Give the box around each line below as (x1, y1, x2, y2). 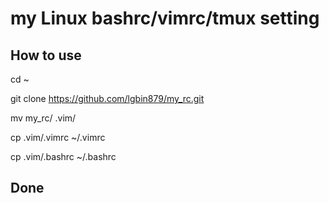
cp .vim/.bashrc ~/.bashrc (10, 151, 117, 162)
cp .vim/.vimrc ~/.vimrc (10, 132, 106, 143)
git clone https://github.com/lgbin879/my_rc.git (10, 93, 205, 104)
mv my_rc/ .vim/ (10, 112, 77, 124)
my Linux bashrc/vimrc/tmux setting (10, 7, 320, 30)
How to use (10, 47, 82, 64)
